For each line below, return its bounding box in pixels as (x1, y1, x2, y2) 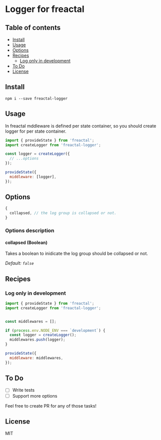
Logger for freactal (5, 3, 84, 15)
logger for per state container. (5, 128, 67, 134)
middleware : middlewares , (9, 355, 64, 360)
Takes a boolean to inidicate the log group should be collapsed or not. (5, 250, 148, 256)
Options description (5, 227, 55, 234)
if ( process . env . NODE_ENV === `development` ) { (5, 328, 106, 333)
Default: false (5, 260, 34, 266)
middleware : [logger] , (9, 174, 57, 179)
